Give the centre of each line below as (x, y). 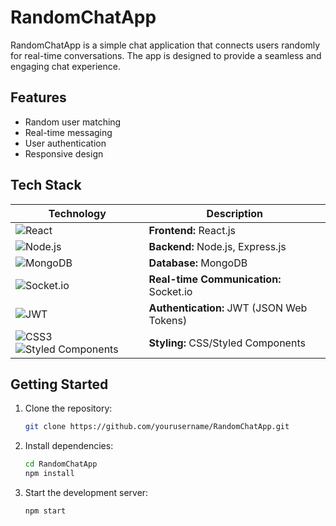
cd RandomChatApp (61, 464)
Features (38, 97)
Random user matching (73, 122)
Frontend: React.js (192, 230)
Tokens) (168, 320)
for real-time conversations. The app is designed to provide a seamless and (166, 55)
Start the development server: (86, 492)
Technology (77, 213)
